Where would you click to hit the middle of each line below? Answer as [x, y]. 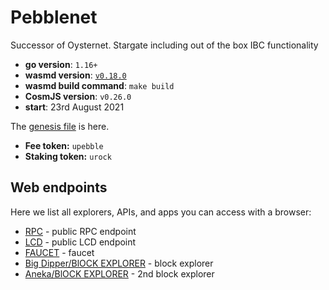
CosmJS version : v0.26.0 [78, 96]
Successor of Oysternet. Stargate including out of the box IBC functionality [164, 45]
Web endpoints [59, 187]
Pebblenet [54, 17]
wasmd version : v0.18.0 [75, 75]
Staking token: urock [68, 156]
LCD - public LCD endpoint [80, 242]
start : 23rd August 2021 [74, 107]
